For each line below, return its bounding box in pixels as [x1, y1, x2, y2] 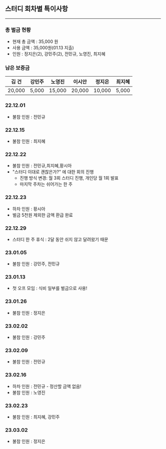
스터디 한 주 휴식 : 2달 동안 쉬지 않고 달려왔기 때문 [12, 236, 109, 242]
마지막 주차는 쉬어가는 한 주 [19, 181, 73, 187]
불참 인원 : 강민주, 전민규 [12, 261, 60, 267]
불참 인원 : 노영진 [12, 389, 45, 395]
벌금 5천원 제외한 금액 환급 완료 [12, 212, 73, 218]
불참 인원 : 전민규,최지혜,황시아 [12, 163, 72, 169]
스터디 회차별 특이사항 [5, 4, 68, 13]
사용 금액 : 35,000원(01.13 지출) [12, 45, 74, 51]
